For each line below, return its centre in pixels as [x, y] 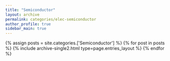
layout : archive [22, 15]
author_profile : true [28, 24]
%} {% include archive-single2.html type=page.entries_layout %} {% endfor [85, 48]
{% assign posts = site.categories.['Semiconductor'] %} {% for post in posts [85, 43]
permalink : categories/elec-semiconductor [51, 19]
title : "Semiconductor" [30, 10]
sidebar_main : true [26, 29]
